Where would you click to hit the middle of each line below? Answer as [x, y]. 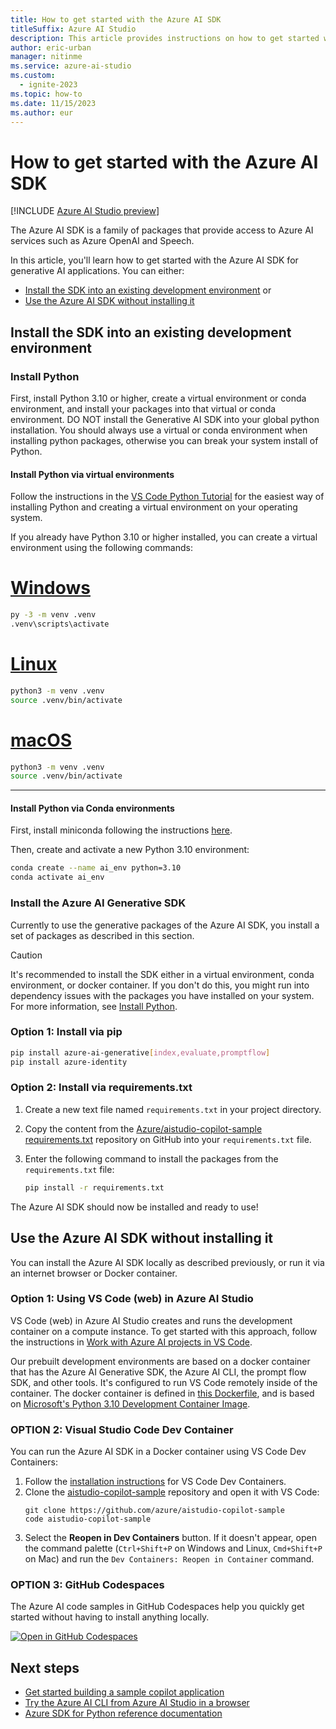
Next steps [45, 1667]
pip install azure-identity [69, 1062]
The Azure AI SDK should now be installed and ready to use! [134, 1207]
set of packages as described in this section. [102, 935]
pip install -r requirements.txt [94, 1187]
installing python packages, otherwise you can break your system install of [164, 440]
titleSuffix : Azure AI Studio [73, 29]
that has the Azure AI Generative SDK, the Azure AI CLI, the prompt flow [158, 1372]
